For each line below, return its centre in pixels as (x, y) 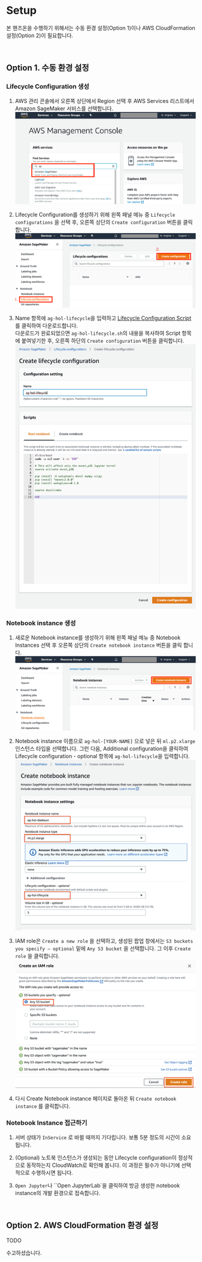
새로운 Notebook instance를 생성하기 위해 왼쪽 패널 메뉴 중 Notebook (98, 637)
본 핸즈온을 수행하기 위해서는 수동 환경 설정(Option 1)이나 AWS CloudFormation (101, 28)
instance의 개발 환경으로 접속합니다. (58, 1193)
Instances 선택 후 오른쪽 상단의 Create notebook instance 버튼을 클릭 (98, 645)
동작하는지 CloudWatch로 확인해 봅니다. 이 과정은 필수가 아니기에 (103, 1165)
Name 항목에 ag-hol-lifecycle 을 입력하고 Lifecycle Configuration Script (103, 318)
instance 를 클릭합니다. (43, 1106)
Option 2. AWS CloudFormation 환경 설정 (82, 1226)
